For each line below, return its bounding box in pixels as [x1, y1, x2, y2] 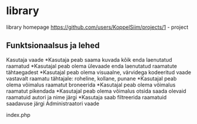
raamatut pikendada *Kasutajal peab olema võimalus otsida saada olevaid [6, 87, 186, 95]
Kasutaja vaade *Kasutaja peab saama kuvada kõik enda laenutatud [6, 56, 173, 63]
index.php [6, 111, 31, 118]
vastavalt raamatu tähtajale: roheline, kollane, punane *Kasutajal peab [6, 75, 177, 82]
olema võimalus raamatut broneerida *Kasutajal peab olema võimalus [6, 81, 176, 88]
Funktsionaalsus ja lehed [6, 41, 100, 51]
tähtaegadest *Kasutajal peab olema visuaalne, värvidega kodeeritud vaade [6, 69, 191, 76]
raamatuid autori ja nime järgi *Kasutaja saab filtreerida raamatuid [6, 93, 167, 100]
